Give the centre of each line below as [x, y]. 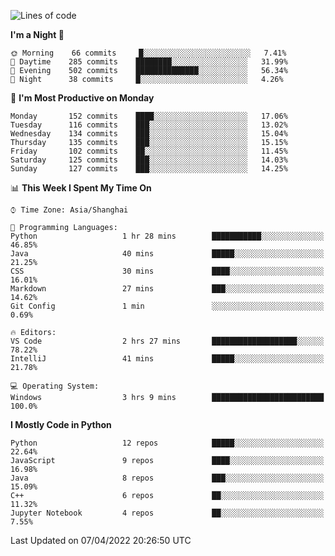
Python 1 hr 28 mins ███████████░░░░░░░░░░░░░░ [167, 236]
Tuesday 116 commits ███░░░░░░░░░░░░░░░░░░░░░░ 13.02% [149, 125]
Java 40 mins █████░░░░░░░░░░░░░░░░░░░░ [167, 254]
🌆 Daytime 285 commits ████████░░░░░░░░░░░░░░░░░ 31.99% [149, 62]
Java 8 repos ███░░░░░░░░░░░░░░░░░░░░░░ [167, 478]
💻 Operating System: [55, 386]
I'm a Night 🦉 [37, 34]
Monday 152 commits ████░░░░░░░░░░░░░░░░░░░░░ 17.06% [149, 116]
